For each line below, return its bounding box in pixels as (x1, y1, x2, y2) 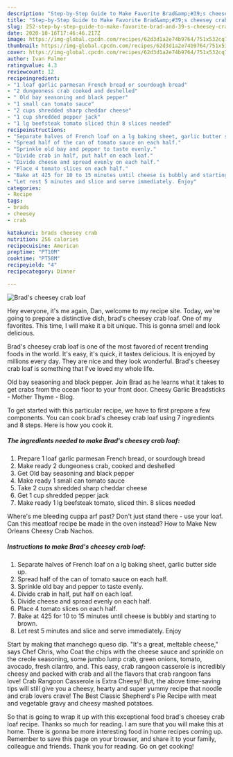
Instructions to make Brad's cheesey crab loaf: (7, 542, 146, 551)
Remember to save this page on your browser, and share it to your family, (7, 734, 216, 743)
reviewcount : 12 (7, 68, 54, 75)
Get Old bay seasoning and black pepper (17, 469, 135, 477)
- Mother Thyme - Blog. (7, 392, 75, 401)
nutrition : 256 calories (7, 235, 79, 243)
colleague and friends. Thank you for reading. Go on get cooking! (7, 742, 194, 750)
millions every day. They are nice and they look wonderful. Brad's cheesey (7, 357, 221, 365)
